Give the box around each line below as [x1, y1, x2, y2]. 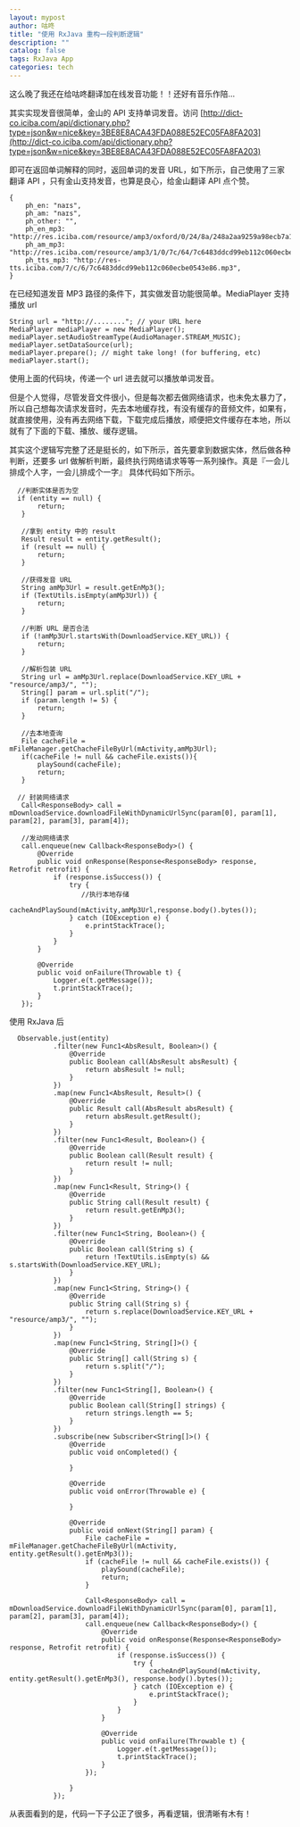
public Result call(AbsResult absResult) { [69, 1104, 234, 1113]
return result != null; [85, 1158, 174, 1167]
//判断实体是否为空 [17, 486, 79, 495]
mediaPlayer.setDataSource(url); [9, 340, 134, 349]
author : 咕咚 [9, 21, 55, 30]
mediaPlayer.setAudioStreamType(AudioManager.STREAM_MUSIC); [9, 332, 242, 342]
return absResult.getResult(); [85, 1112, 202, 1121]
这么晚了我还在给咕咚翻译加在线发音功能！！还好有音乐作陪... [9, 88, 236, 99]
